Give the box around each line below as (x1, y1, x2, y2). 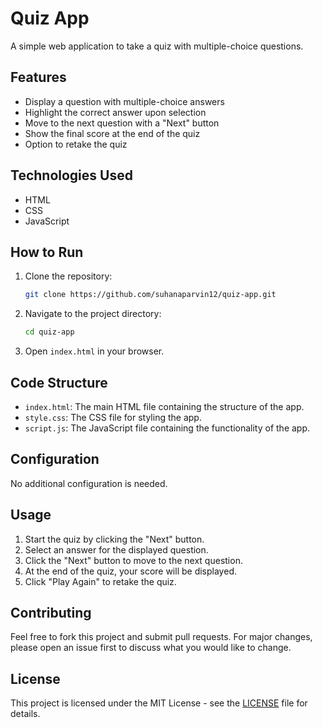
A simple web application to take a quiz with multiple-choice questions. (10, 40, 304, 52)
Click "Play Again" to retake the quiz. (24, 575, 177, 587)
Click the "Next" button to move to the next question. (24, 554, 243, 566)
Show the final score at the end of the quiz (24, 127, 201, 139)
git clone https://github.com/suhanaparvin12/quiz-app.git (24, 290, 277, 300)
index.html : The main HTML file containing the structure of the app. (24, 400, 305, 412)
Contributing (10, 604, 92, 621)
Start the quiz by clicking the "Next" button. (24, 533, 205, 545)
